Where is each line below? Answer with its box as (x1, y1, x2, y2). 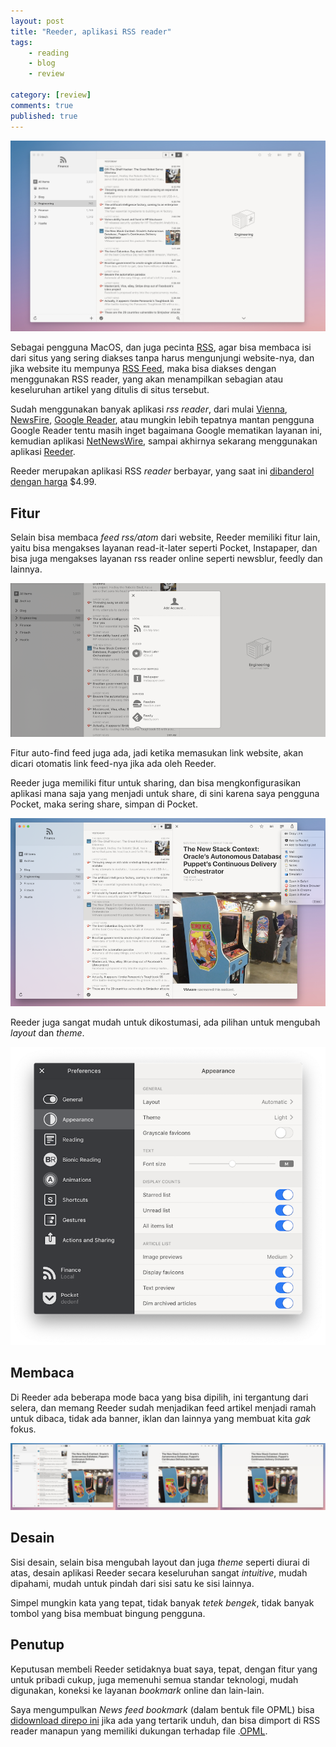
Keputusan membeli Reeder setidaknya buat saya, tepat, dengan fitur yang (10, 1663, 318, 1675)
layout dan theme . (10, 1027, 85, 1039)
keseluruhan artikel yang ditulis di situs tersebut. (10, 384, 210, 396)
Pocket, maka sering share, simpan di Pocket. (10, 798, 198, 810)
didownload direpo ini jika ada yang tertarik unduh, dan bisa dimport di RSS (10, 1714, 321, 1726)
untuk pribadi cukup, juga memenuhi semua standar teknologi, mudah (10, 1673, 299, 1685)
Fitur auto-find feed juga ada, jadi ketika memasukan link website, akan (10, 747, 304, 759)
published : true (10, 111, 78, 121)
